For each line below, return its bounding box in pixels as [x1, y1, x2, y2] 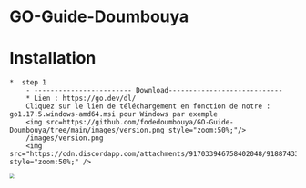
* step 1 [9, 78, 47, 87]
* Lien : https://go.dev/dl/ [25, 94, 137, 104]
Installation [9, 48, 97, 69]
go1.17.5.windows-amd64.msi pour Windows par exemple [9, 110, 219, 119]
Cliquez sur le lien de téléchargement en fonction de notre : [25, 102, 271, 111]
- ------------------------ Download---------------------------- [25, 86, 283, 95]
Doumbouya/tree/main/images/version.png [9, 125, 166, 135]
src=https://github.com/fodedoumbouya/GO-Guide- [46, 118, 234, 127]
